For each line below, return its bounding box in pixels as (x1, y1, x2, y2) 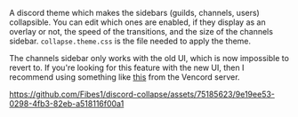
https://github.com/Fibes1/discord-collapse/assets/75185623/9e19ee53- (9, 89, 276, 99)
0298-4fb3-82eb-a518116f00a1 (9, 98, 125, 109)
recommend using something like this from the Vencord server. (9, 72, 240, 82)
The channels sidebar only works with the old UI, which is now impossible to (9, 53, 289, 63)
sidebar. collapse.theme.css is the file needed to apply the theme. (9, 35, 252, 46)
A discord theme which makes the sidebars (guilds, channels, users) (9, 8, 260, 18)
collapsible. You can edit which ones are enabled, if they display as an (9, 17, 266, 27)
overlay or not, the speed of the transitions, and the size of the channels (9, 27, 274, 36)
